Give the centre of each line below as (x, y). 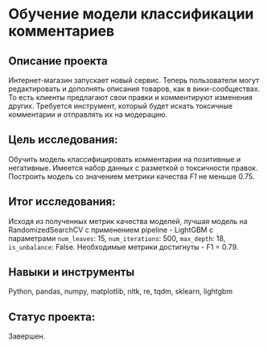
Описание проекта (58, 61)
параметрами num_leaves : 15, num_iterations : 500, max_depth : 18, (117, 238)
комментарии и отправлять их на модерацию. (88, 114)
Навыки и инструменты (72, 272)
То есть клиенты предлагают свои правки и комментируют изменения (130, 97)
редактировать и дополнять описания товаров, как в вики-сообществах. (134, 89)
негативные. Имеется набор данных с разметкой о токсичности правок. (133, 168)
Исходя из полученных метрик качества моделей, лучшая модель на (128, 221)
